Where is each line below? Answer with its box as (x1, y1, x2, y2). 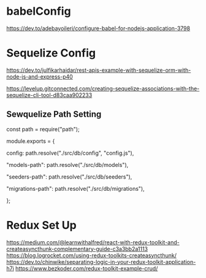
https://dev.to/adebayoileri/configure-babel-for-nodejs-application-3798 (6, 25, 191, 32)
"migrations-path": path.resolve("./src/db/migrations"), (6, 185, 145, 192)
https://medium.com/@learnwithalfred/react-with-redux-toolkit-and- (6, 238, 180, 246)
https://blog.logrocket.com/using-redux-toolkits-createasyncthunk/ (6, 252, 177, 259)
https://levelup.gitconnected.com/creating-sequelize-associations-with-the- (6, 85, 200, 92)
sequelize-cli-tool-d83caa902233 (6, 91, 93, 99)
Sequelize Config (6, 46, 96, 60)
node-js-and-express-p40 (6, 72, 74, 80)
